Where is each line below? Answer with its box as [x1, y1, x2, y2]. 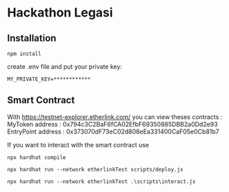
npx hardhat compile [7, 153, 67, 161]
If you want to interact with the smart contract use [7, 140, 150, 149]
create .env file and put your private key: [7, 63, 123, 70]
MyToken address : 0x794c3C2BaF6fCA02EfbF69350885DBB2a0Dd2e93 [7, 120, 219, 128]
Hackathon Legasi [7, 5, 113, 21]
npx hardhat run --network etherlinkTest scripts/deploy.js [7, 166, 184, 173]
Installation [7, 32, 57, 44]
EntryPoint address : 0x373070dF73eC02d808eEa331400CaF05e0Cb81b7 [7, 127, 219, 136]
